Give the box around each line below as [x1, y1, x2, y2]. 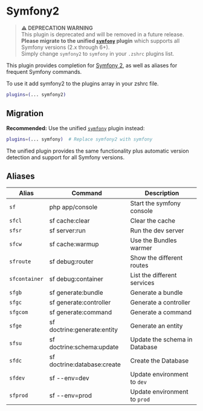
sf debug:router [49, 257, 94, 266]
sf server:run [49, 226, 86, 235]
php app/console [49, 203, 98, 211]
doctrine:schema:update [49, 343, 119, 352]
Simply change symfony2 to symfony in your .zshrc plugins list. [21, 50, 175, 57]
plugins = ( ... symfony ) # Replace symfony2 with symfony [6, 136, 153, 142]
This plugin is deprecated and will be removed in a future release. [21, 30, 184, 38]
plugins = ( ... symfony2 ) [6, 91, 66, 97]
